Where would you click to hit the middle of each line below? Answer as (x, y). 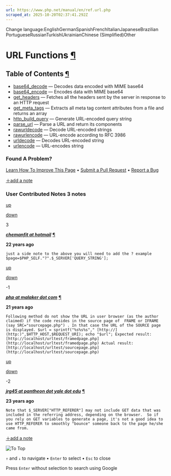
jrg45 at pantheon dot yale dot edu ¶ (46, 391)
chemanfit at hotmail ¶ (31, 235)
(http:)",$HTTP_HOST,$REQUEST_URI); (45, 334)
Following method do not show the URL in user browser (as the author (82, 317)
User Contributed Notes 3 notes (46, 194)
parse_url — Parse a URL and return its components (67, 124)
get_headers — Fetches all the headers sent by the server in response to (89, 97)
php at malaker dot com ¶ (34, 297)
